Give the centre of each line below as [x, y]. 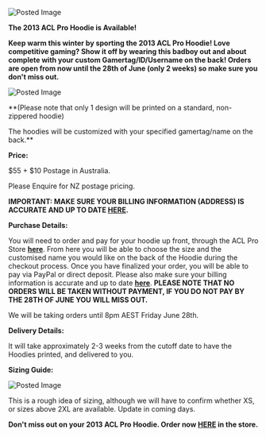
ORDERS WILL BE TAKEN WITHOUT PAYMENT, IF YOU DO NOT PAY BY [126, 291]
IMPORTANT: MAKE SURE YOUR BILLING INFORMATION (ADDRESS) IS [126, 201]
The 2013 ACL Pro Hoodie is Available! [73, 27]
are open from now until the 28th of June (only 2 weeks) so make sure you [133, 68]
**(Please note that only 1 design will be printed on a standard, [112, 108]
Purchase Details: [38, 225]
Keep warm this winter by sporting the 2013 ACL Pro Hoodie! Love [119, 43]
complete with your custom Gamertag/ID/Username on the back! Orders [130, 60]
